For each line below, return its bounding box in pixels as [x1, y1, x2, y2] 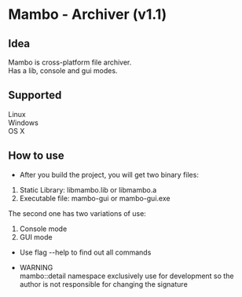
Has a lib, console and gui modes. [8, 66, 118, 75]
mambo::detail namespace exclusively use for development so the [19, 271, 234, 280]
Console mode [19, 224, 68, 233]
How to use [8, 149, 64, 163]
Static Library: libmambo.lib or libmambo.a [19, 185, 157, 194]
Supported [8, 89, 62, 102]
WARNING [19, 262, 53, 272]
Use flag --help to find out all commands [19, 247, 152, 257]
